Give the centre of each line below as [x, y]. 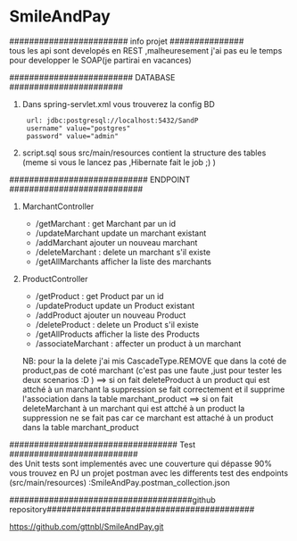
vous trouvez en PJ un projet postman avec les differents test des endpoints [148, 473]
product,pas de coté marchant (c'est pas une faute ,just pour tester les [152, 370]
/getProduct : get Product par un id [99, 295]
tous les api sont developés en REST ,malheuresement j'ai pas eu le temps [146, 50]
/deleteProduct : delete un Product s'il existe [117, 324]
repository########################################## [132, 509]
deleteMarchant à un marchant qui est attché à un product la [133, 408]
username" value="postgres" [78, 128]
